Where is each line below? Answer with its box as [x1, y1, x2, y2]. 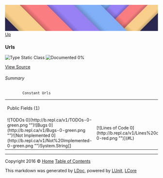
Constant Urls [22, 91, 51, 96]
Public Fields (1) [7, 105, 40, 111]
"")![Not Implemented [7, 132, 50, 138]
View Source [5, 64, 31, 70]
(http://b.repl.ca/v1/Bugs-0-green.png [7, 128, 86, 133]
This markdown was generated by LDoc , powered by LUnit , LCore [5, 167, 137, 173]
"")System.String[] [34, 143, 71, 149]
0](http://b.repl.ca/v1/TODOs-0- [25, 117, 92, 123]
